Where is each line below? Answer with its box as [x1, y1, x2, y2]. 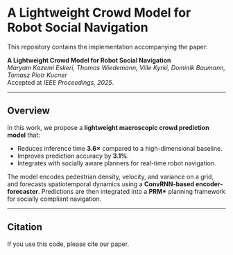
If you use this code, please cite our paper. [7, 240, 130, 248]
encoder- [195, 179, 223, 188]
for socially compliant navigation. [7, 195, 102, 203]
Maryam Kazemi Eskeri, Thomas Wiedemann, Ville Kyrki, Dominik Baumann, [7, 63, 225, 72]
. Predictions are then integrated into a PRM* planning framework [37, 187, 226, 195]
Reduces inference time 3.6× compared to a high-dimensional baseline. [17, 144, 223, 152]
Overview [7, 105, 51, 117]
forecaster [7, 187, 38, 195]
